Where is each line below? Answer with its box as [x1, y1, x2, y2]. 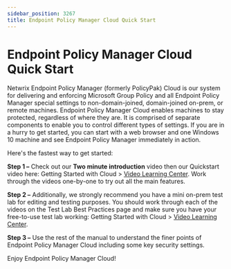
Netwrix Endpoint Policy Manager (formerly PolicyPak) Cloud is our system [7, 84, 221, 92]
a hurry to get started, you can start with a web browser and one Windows [7, 128, 219, 137]
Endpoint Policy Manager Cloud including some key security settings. [7, 241, 205, 250]
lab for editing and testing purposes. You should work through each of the [7, 198, 218, 207]
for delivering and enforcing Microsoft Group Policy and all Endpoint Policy [7, 92, 220, 100]
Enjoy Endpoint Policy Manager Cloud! [7, 254, 116, 263]
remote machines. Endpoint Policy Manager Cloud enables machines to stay [7, 106, 224, 114]
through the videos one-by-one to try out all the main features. [7, 177, 185, 186]
